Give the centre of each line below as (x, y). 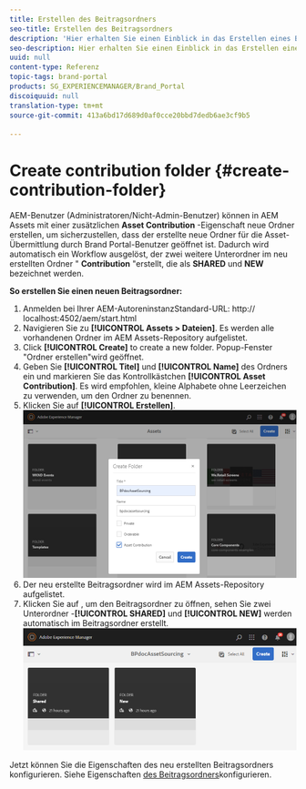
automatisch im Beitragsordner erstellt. (96, 623)
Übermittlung (34, 245)
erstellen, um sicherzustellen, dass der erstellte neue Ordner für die (136, 235)
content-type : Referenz (55, 67)
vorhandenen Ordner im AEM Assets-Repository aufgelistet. (135, 338)
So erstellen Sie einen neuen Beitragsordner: (96, 291)
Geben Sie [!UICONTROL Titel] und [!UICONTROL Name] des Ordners (155, 367)
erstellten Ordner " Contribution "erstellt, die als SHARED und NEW (137, 264)
